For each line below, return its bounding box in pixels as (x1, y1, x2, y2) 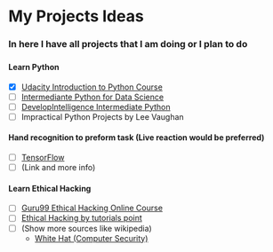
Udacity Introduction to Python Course (20, 82, 164, 92)
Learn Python (8, 62, 60, 73)
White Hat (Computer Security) (34, 232, 149, 243)
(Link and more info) (20, 162, 96, 173)
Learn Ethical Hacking (8, 183, 92, 193)
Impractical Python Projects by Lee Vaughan (20, 111, 184, 122)
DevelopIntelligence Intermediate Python (20, 101, 171, 112)
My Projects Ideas (8, 6, 144, 27)
